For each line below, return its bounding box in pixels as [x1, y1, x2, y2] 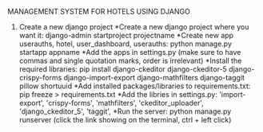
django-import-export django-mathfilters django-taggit [63, 73, 245, 82]
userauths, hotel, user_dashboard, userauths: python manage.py [18, 39, 233, 49]
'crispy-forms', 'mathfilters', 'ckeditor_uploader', [46, 99, 205, 107]
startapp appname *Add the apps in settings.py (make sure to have [18, 48, 241, 56]
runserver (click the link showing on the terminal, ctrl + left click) [18, 115, 232, 124]
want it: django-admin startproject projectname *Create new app [18, 31, 233, 40]
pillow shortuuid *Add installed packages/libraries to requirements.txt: [18, 81, 251, 91]
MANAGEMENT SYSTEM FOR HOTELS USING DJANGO [7, 7, 191, 16]
